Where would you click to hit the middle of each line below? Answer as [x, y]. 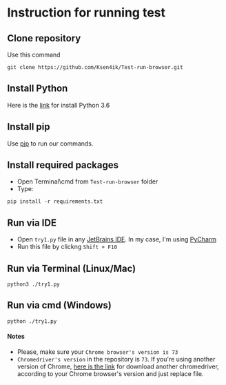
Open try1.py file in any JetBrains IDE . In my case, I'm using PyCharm [117, 239]
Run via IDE [32, 223]
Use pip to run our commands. [50, 144]
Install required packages [63, 165]
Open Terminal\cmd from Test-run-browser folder [88, 181]
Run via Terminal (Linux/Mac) [72, 268]
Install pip [29, 127]
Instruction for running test [86, 13]
